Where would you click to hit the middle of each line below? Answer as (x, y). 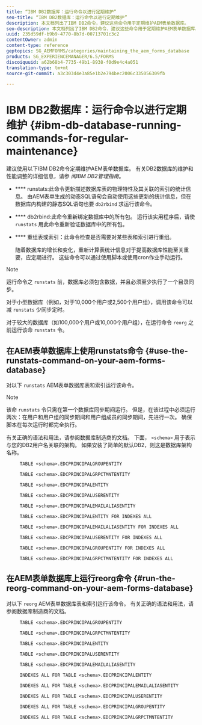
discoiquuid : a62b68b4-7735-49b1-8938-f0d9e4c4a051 (72, 62)
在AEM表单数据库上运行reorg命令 (69, 578)
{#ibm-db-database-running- (106, 125)
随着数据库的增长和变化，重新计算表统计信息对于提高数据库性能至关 (99, 250)
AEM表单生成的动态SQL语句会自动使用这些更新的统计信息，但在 (112, 197)
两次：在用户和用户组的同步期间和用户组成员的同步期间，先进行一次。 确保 (99, 417)
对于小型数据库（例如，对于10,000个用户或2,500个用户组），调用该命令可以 (99, 302)
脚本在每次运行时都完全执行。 (43, 424)
